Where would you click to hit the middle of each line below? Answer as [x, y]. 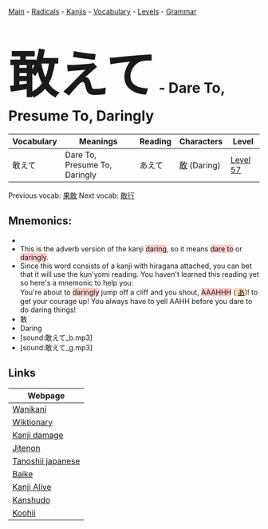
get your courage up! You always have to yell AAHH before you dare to [136, 301]
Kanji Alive [32, 487]
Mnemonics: [40, 221]
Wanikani [30, 409]
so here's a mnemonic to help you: [77, 282]
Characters [201, 141]
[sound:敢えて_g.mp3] [56, 347]
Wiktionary [33, 422]
